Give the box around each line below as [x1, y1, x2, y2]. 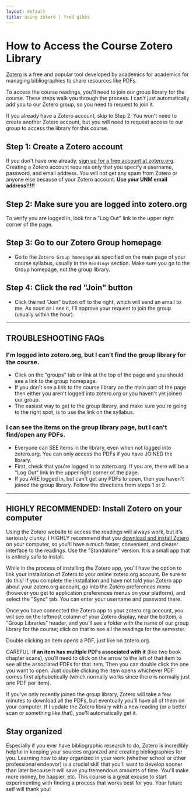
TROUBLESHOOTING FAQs [6, 333, 104, 343]
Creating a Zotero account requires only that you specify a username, [6, 163, 174, 170]
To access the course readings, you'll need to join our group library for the [6, 88, 185, 95]
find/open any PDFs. [6, 431, 65, 439]
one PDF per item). [6, 680, 51, 687]
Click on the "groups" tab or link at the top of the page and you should [14, 371, 184, 378]
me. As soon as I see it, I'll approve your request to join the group [14, 304, 171, 311]
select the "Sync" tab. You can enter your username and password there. [6, 595, 182, 603]
